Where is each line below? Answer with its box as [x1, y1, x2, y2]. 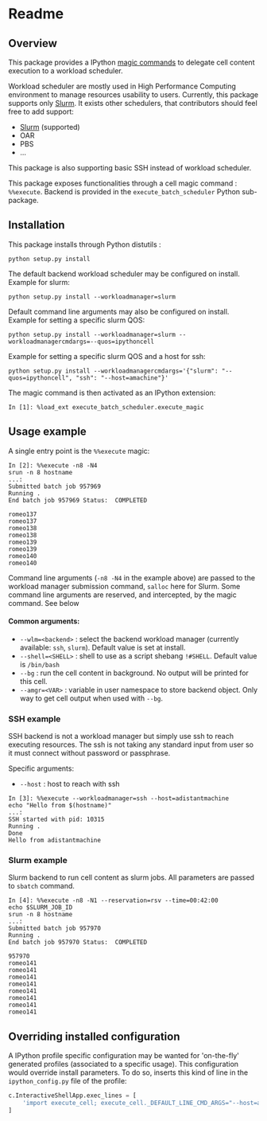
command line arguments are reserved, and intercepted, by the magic [8, 590, 237, 600]
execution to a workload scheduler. [8, 66, 123, 76]
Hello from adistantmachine [8, 837, 102, 845]
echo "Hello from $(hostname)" [8, 802, 112, 810]
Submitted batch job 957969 [8, 482, 102, 490]
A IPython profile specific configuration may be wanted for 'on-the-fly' [8, 1051, 240, 1060]
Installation [8, 218, 65, 232]
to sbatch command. [8, 881, 75, 891]
